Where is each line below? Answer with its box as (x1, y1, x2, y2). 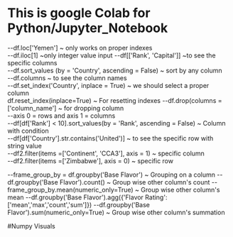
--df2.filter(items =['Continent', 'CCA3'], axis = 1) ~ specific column (7, 149, 205, 158)
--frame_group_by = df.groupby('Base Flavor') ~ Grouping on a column (7, 170, 215, 179)
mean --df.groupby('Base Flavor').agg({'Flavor (7, 193, 144, 202)
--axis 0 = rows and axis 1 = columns (7, 111, 116, 120)
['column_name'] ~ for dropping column (7, 104, 124, 112)
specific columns (7, 58, 58, 67)
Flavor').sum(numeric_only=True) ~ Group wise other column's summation (7, 208, 225, 216)
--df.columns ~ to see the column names (7, 73, 127, 82)
